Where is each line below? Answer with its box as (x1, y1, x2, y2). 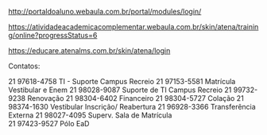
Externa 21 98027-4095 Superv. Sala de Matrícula (8, 110, 172, 120)
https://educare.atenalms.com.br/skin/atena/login (8, 46, 171, 55)
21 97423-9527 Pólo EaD (8, 119, 90, 128)
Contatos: (8, 61, 41, 71)
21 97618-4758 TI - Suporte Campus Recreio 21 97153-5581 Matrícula (8, 77, 236, 86)
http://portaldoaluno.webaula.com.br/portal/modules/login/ (8, 7, 202, 16)
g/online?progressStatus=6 (8, 31, 98, 40)
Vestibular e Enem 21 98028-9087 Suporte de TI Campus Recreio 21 (8, 85, 232, 94)
